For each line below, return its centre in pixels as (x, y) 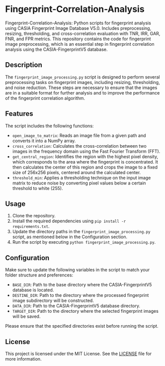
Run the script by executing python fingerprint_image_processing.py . (84, 242)
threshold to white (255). (38, 188)
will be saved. (26, 316)
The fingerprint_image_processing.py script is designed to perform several (82, 77)
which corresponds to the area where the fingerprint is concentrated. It (85, 162)
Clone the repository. (34, 216)
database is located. (33, 290)
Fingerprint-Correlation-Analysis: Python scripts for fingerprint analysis (78, 23)
